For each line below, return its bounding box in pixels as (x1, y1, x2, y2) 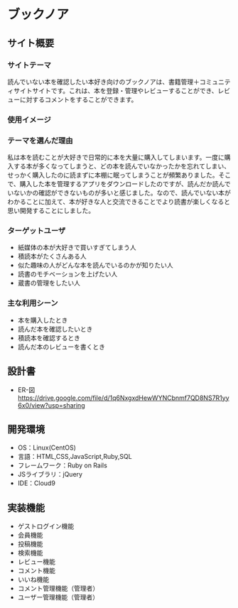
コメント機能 (17, 566, 55, 575)
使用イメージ (7, 114, 51, 124)
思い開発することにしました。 (7, 207, 94, 215)
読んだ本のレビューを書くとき (17, 342, 105, 351)
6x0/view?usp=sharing (17, 401, 85, 409)
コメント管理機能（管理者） (17, 584, 99, 593)
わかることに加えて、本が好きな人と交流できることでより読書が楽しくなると (7, 197, 231, 206)
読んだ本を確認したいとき (17, 325, 93, 333)
